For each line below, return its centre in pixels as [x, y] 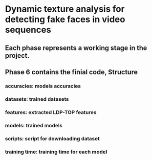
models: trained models [34, 125]
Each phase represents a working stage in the [76, 48]
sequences [28, 30]
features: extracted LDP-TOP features [51, 112]
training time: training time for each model [56, 152]
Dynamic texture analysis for [65, 9]
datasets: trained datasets [37, 99]
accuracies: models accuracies [43, 86]
